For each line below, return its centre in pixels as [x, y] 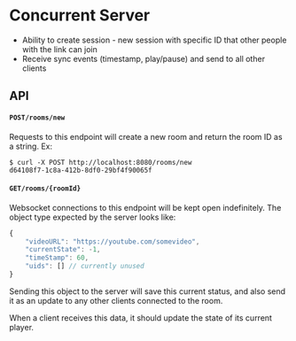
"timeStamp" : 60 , [57, 258]
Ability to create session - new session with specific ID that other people [154, 40]
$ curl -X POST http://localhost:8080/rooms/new [101, 162]
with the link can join [59, 49]
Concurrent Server [80, 15]
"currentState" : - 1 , [63, 250]
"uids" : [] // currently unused [85, 267]
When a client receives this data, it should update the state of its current [141, 318]
